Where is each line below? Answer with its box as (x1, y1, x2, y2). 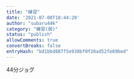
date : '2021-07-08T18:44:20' (6, 15, 80, 21)
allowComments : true (6, 37, 59, 43)
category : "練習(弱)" (6, 26, 58, 32)
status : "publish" (6, 32, 53, 38)
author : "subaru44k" (6, 20, 59, 26)
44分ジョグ (6, 66, 35, 73)
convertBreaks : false (6, 43, 61, 49)
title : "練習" (6, 9, 41, 15)
